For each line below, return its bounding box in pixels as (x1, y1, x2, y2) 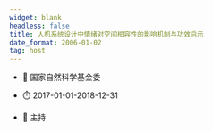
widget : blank (9, 12, 63, 22)
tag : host (9, 46, 47, 55)
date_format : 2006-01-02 (9, 37, 102, 47)
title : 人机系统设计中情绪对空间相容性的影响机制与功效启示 (9, 29, 204, 38)
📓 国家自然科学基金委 (21, 72, 101, 83)
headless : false (9, 21, 70, 30)
